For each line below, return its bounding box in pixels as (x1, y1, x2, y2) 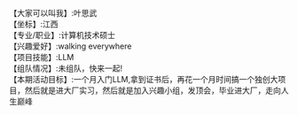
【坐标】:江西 (9, 19, 59, 29)
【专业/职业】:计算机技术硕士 (9, 30, 116, 40)
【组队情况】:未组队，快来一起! (9, 63, 123, 73)
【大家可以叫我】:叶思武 (9, 8, 98, 18)
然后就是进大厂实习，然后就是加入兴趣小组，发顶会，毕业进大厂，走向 (24, 85, 281, 96)
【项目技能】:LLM (9, 52, 74, 62)
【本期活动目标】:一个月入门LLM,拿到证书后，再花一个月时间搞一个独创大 (9, 74, 278, 84)
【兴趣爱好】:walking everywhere (9, 41, 132, 51)
